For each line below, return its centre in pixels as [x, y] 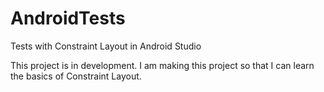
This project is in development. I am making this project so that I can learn [162, 65]
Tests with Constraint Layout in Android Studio [106, 46]
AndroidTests [68, 18]
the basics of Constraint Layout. [76, 76]
